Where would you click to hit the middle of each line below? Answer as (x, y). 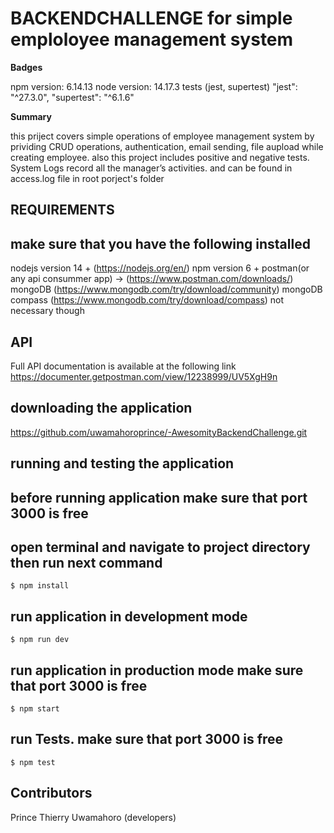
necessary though (47, 311)
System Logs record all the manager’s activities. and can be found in (151, 168)
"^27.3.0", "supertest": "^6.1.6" (72, 97)
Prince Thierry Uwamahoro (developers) (93, 817)
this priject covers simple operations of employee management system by (162, 136)
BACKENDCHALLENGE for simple (151, 18)
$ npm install (40, 586)
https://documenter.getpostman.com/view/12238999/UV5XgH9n (144, 376)
